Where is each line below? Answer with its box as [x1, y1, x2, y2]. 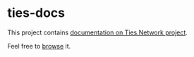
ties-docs [7, 5, 66, 21]
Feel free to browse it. [7, 42, 71, 50]
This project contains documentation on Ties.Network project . [7, 28, 188, 37]
